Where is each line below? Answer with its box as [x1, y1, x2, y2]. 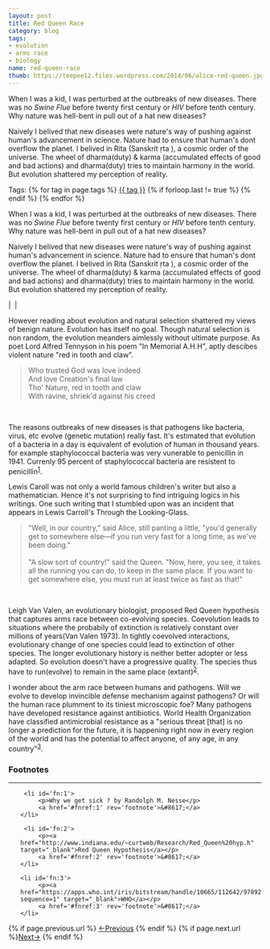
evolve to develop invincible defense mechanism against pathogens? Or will [8, 691, 260, 700]
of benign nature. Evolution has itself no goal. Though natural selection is [8, 324, 251, 334]
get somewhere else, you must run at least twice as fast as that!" [27, 575, 243, 584]
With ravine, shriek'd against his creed [27, 391, 155, 401]
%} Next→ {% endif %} [8, 931, 84, 942]
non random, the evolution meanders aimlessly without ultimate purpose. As [8, 332, 260, 342]
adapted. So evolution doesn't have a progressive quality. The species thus [8, 657, 257, 666]
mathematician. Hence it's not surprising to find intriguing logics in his [8, 490, 240, 500]
